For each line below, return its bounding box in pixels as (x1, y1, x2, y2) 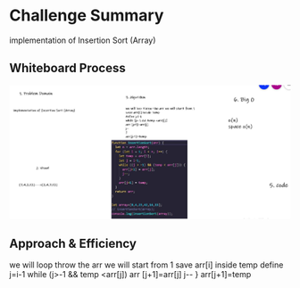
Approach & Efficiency (9, 236, 137, 251)
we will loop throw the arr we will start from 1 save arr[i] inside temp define (9, 259, 284, 270)
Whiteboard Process (9, 61, 127, 76)
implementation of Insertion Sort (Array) (9, 35, 156, 45)
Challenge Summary (9, 5, 164, 26)
